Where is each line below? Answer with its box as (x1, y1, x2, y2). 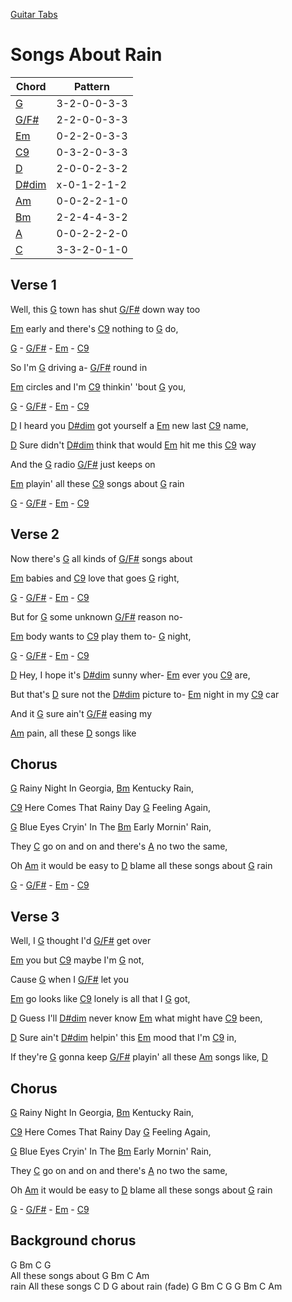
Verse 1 (10, 277, 57, 294)
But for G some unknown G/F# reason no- (10, 610, 184, 623)
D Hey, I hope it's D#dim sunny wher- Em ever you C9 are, (10, 669, 251, 681)
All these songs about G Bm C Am (10, 1269, 150, 1281)
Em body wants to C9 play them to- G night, (10, 630, 192, 642)
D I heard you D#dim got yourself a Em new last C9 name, (10, 419, 249, 431)
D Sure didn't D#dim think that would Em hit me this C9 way (10, 439, 257, 451)
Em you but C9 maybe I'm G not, (10, 954, 145, 966)
